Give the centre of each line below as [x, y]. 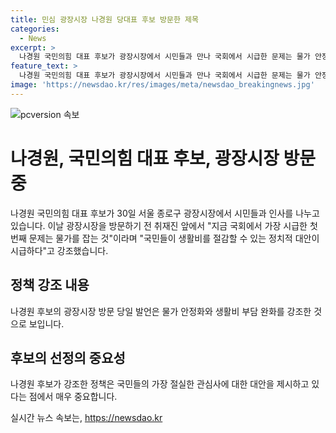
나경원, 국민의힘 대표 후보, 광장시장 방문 [163, 158]
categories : [35, 29]
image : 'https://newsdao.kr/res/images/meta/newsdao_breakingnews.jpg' [162, 85]
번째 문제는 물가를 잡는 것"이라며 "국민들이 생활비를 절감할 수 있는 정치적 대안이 [165, 238]
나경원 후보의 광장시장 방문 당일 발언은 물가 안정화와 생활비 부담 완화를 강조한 [161, 311]
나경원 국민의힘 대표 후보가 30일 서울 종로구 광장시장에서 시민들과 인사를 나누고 [165, 213]
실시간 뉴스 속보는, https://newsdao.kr [86, 418]
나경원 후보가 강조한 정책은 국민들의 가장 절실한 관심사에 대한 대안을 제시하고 [160, 384]
